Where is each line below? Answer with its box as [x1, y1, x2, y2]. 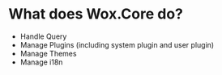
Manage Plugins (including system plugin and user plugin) [19, 40, 215, 49]
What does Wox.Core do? [8, 5, 184, 23]
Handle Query [19, 31, 67, 41]
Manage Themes [19, 48, 77, 58]
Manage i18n [19, 57, 63, 67]
